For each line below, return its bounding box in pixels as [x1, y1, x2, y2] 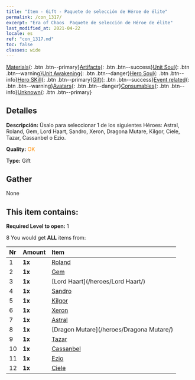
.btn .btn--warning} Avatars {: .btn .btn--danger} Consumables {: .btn [6, 82, 170, 89]
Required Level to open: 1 [6, 223, 69, 230]
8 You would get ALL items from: [6, 234, 86, 241]
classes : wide [6, 47, 41, 53]
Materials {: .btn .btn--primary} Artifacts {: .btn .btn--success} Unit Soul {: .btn [6, 63, 190, 70]
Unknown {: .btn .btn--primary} [17, 88, 92, 95]
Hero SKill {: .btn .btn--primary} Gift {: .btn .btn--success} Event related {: [17, 76, 190, 83]
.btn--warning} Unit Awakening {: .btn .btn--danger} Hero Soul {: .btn [6, 69, 169, 77]
